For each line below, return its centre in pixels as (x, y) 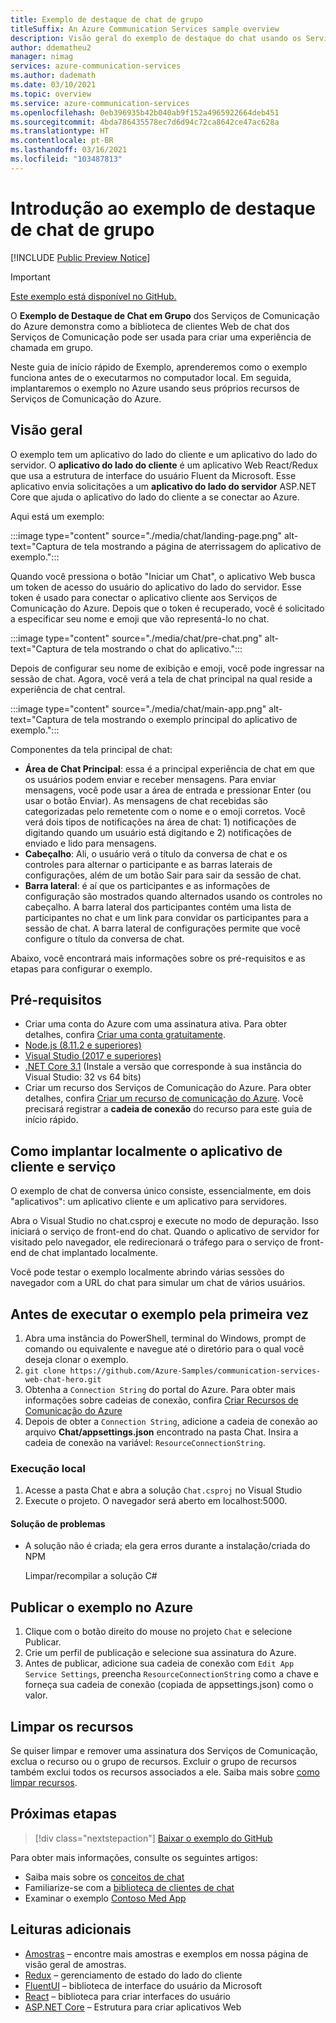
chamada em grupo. (52, 347)
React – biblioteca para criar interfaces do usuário (127, 1996)
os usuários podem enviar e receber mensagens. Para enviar (150, 779)
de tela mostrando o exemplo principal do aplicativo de (184, 719)
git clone (45, 1371)
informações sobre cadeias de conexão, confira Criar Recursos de (161, 1400)
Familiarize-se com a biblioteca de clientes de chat (129, 1887)
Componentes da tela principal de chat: (91, 749)
